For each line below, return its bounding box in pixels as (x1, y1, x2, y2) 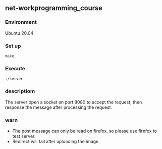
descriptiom (5, 88, 35, 95)
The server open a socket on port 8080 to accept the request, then (5, 99, 142, 105)
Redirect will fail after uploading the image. (12, 138, 100, 144)
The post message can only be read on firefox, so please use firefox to (12, 128, 157, 134)
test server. (12, 133, 36, 139)
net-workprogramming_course (5, 4, 103, 12)
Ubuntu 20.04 (5, 30, 34, 36)
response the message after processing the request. (5, 104, 112, 110)
